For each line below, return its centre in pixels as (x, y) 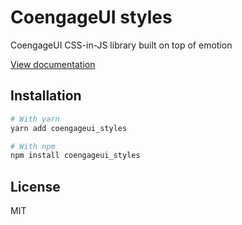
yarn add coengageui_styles (69, 128)
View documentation (53, 64)
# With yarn (35, 119)
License (35, 186)
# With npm (33, 146)
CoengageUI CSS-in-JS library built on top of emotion (121, 45)
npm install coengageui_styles (75, 156)
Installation (46, 96)
